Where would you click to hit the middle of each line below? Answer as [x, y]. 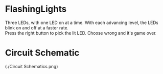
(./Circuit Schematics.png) [32, 66]
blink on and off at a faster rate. [37, 27]
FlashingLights [36, 9]
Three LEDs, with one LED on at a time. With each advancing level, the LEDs [82, 23]
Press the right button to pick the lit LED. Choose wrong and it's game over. [81, 33]
